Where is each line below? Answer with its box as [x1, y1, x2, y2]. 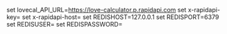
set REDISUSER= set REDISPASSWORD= [6, 20, 123, 28]
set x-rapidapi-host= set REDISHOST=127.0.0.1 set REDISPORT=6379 [22, 13, 219, 21]
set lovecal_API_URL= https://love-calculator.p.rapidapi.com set [6, 6, 187, 14]
